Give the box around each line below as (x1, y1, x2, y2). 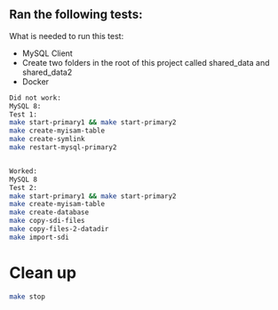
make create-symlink (9, 135, 86, 144)
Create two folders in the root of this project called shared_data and (21, 57, 270, 68)
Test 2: (9, 183, 38, 192)
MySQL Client (21, 48, 73, 59)
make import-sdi (9, 233, 69, 242)
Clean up (9, 263, 77, 282)
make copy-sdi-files (9, 217, 86, 226)
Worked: (9, 166, 38, 176)
